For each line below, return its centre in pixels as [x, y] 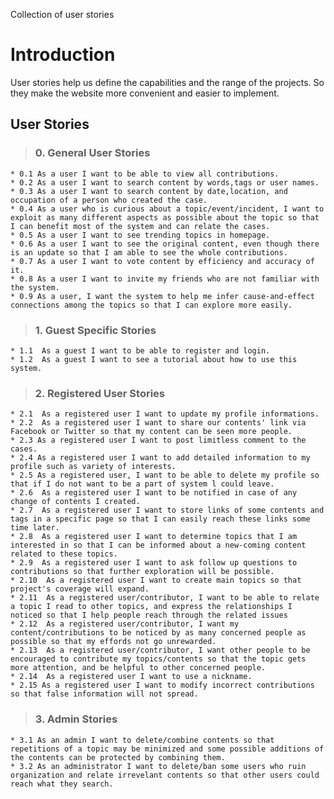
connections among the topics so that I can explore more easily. [151, 305]
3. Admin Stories [76, 719]
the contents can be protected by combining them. [118, 757]
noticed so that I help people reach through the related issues [149, 615]
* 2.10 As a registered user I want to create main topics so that [156, 580]
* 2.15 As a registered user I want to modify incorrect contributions [162, 685]
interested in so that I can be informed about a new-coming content [158, 545]
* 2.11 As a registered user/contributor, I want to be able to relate [165, 598]
